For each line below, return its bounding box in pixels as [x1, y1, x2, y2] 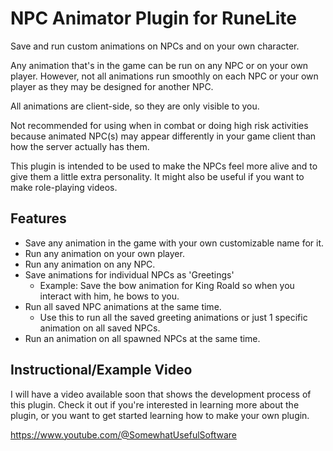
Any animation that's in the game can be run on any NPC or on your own [10, 59, 309, 71]
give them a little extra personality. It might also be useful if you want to [10, 170, 305, 182]
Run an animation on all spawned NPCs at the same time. [24, 332, 261, 344]
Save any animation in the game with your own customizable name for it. [24, 237, 325, 249]
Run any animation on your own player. [24, 247, 185, 259]
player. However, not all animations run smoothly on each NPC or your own [10, 70, 319, 82]
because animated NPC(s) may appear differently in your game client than [10, 130, 317, 142]
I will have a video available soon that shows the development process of [10, 388, 312, 400]
